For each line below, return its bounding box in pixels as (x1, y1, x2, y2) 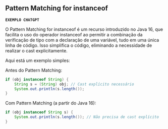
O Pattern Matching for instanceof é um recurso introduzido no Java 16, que (5, 26, 163, 32)
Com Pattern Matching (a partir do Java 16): (5, 100, 96, 106)
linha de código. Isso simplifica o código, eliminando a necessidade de (5, 42, 152, 48)
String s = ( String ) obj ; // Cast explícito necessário (14, 82, 135, 87)
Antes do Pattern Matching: (5, 67, 62, 73)
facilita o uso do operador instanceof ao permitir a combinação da (5, 31, 143, 37)
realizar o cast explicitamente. (5, 47, 68, 53)
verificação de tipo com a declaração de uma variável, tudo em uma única (5, 37, 159, 43)
